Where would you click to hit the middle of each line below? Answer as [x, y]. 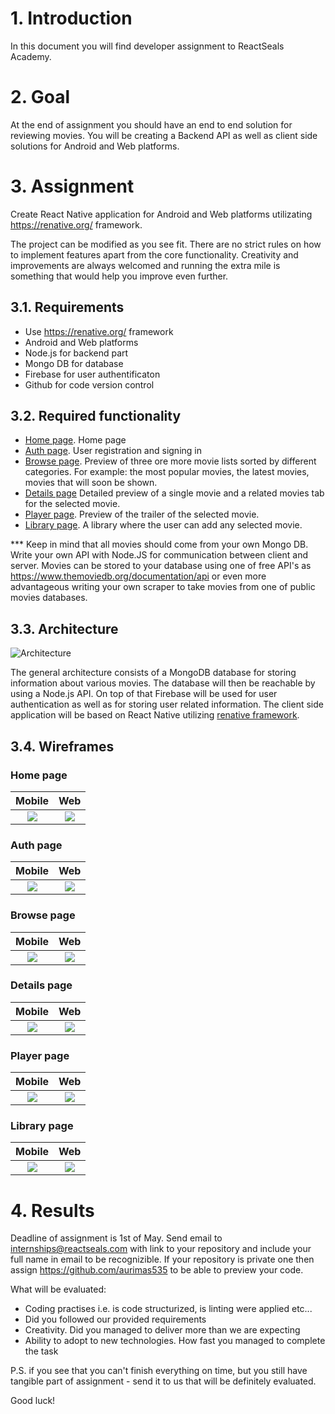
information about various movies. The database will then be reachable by [163, 683]
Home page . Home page [75, 440]
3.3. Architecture [64, 628]
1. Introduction [71, 18]
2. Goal [40, 97]
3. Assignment [72, 186]
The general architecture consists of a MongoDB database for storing [153, 673]
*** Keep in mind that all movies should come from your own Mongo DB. [159, 544]
